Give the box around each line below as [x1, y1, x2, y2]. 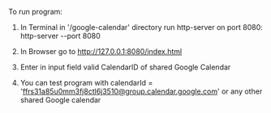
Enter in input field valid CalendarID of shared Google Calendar [19, 62, 231, 72]
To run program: [8, 7, 63, 16]
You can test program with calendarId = [19, 78, 153, 87]
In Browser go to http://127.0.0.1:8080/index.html [19, 47, 183, 56]
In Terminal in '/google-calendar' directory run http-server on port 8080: [19, 23, 264, 31]
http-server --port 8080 [19, 31, 101, 40]
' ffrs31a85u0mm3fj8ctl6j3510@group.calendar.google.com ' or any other [19, 86, 263, 96]
